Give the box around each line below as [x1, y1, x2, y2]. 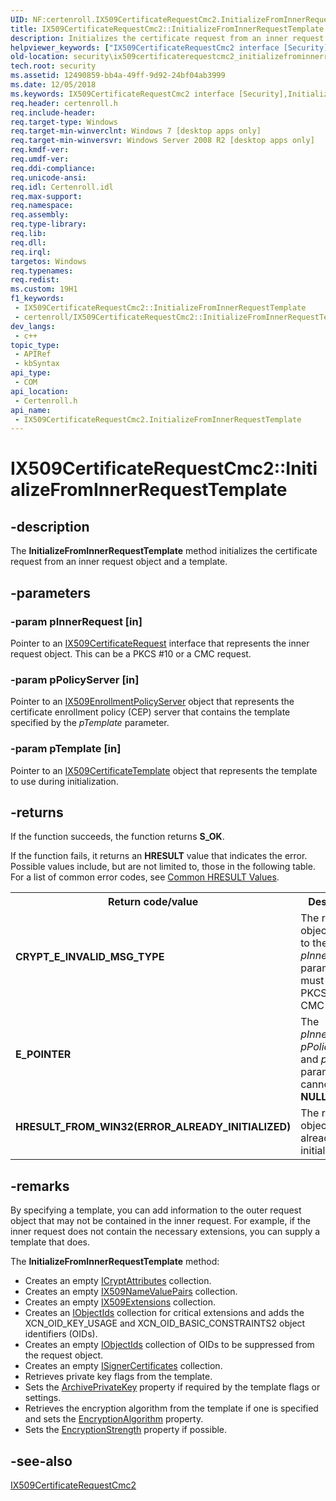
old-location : [10, 52, 70, 62]
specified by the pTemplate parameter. [10, 717, 170, 729]
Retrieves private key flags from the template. [24, 1371, 213, 1383]
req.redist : [10, 275, 60, 285]
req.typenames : [10, 266, 74, 276]
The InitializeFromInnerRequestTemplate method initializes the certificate [10, 545, 318, 557]
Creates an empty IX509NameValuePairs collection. [24, 1286, 238, 1298]
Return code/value [108, 895, 199, 909]
